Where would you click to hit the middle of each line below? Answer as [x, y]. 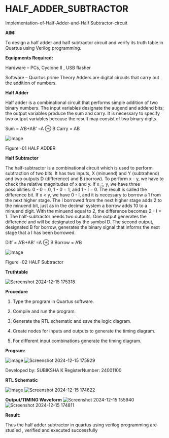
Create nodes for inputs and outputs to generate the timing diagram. [84, 331]
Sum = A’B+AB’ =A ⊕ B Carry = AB [43, 128]
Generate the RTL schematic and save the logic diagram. [72, 321]
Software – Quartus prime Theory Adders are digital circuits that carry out [82, 77]
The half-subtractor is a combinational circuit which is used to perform [79, 167]
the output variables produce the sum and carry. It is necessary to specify [83, 113]
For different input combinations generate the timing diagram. [77, 341]
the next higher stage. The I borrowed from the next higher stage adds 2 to [84, 200]
